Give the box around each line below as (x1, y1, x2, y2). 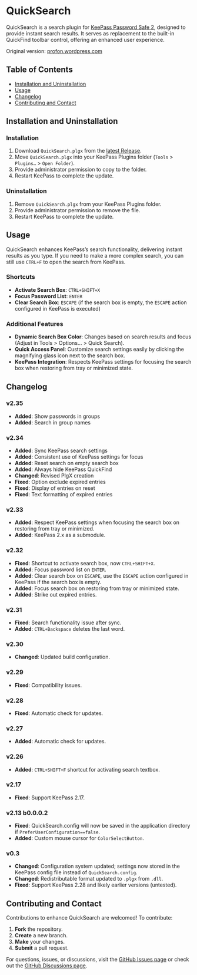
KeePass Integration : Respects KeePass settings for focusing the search (14, 358, 192, 365)
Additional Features (6, 319, 64, 328)
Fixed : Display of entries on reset (14, 485, 95, 492)
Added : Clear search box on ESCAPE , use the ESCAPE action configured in (14, 572, 189, 579)
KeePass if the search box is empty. (14, 578, 102, 585)
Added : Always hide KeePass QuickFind (14, 466, 112, 473)
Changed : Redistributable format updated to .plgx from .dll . (14, 875, 163, 882)
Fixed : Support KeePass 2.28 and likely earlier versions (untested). (14, 881, 177, 888)
